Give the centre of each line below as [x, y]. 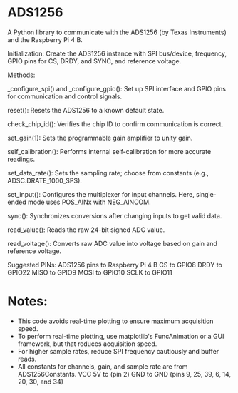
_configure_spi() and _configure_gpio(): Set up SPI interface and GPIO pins [117, 88]
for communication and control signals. [65, 96]
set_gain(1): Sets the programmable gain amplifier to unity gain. [100, 138]
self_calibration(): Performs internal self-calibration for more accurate [109, 151]
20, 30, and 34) [41, 382]
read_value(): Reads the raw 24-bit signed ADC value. [86, 230]
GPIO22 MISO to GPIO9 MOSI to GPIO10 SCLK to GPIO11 [90, 272]
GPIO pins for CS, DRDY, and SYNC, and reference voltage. [94, 61]
